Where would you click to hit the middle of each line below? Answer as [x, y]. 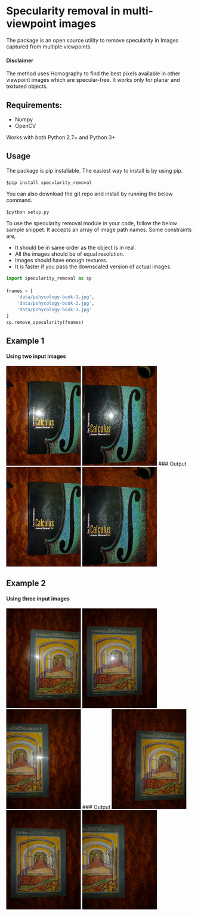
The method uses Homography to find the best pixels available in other [93, 73]
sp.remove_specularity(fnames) [45, 322]
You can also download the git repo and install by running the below [89, 194]
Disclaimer [20, 60]
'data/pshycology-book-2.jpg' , [56, 304]
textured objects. [27, 86]
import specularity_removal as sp [49, 278]
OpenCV [25, 125]
